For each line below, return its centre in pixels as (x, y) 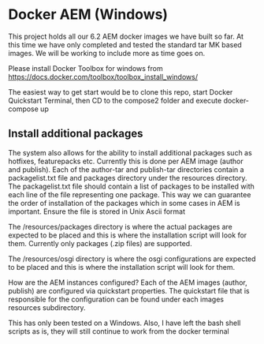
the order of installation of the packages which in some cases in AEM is (124, 203)
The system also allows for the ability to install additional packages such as (130, 152)
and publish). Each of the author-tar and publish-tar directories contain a (126, 169)
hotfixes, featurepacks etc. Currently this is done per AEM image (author (126, 161)
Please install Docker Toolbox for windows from (86, 68)
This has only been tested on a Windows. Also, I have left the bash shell (125, 323)
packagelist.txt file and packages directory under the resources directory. (128, 178)
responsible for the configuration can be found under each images (116, 299)
